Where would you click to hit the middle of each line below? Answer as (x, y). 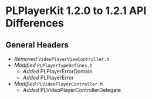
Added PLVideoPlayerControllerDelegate (72, 90)
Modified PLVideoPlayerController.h (58, 84)
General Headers (37, 45)
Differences (35, 23)
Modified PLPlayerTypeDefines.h (53, 65)
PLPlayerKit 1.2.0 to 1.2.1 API (76, 11)
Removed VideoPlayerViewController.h (62, 59)
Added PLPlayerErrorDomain (58, 71)
